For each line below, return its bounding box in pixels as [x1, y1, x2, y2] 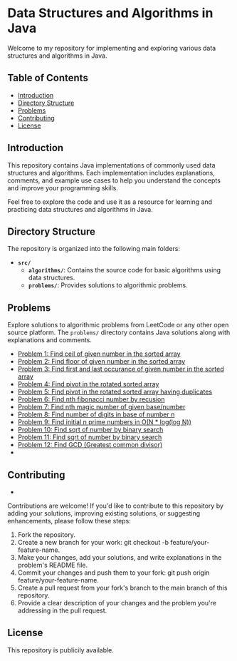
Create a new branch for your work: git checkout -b [17, 538, 169, 546]
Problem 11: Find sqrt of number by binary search [17, 433, 162, 441]
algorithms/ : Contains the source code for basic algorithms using [28, 266, 221, 275]
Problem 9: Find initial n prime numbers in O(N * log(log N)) [17, 418, 192, 426]
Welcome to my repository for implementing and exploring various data [7, 43, 216, 52]
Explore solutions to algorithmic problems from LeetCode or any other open [7, 321, 229, 329]
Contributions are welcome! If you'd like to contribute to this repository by [7, 501, 224, 510]
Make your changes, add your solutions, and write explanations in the [17, 553, 222, 561]
